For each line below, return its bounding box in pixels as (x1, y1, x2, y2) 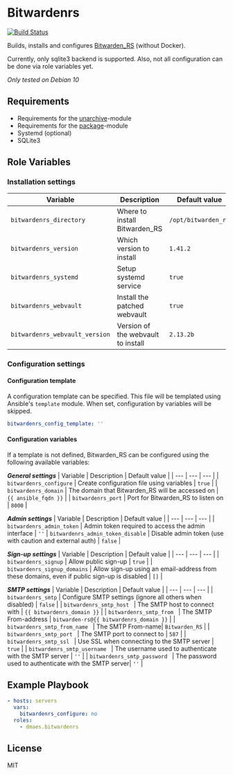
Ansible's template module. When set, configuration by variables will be (7, 399, 212, 407)
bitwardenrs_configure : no (19, 710, 98, 717)
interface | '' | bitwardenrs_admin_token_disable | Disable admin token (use (7, 529, 224, 537)
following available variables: (7, 458, 90, 466)
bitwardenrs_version (10, 245, 78, 253)
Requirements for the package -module (17, 121, 128, 130)
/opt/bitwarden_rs (169, 216, 230, 224)
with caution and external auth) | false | (7, 536, 121, 545)
